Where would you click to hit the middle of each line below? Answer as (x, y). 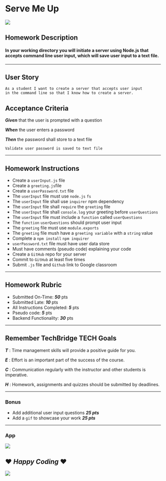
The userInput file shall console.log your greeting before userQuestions (85, 212)
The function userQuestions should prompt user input (67, 222)
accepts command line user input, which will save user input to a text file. (82, 56)
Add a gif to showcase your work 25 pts (54, 418)
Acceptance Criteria (37, 108)
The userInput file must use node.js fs (52, 196)
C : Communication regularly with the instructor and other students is (75, 369)
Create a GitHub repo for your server (49, 254)
